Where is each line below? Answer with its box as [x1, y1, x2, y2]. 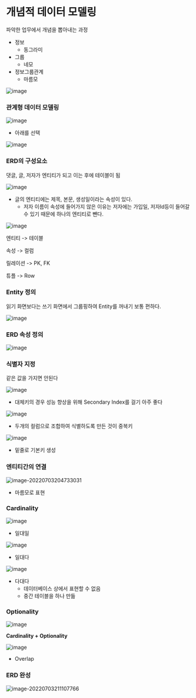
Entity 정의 [6, 288, 36, 296]
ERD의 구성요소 [6, 157, 48, 165]
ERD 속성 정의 [6, 330, 44, 339]
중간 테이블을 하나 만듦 [23, 592, 76, 600]
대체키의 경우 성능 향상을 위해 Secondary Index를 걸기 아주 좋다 [14, 398, 163, 405]
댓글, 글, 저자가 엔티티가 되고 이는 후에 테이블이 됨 [6, 171, 121, 178]
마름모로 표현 [14, 489, 45, 496]
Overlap [14, 655, 34, 663]
